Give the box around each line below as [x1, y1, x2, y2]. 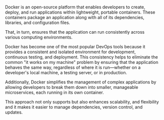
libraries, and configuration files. [5, 20, 70, 25]
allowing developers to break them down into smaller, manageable [5, 84, 138, 90]
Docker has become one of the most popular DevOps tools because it [5, 44, 145, 49]
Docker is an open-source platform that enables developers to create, [5, 4, 145, 10]
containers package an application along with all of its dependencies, [5, 15, 144, 20]
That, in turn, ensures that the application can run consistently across [5, 29, 145, 35]
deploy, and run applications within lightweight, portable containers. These [5, 9, 155, 15]
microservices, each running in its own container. [5, 90, 104, 95]
